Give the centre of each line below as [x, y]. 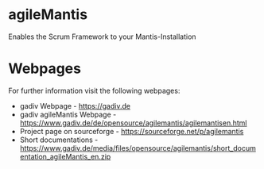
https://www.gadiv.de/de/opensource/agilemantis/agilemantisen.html [133, 123]
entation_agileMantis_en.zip [65, 156]
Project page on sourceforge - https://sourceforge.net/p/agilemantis [132, 131]
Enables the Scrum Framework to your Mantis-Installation [102, 36]
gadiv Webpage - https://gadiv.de [75, 106]
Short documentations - [59, 140]
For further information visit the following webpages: [94, 90]
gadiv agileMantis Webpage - [68, 114]
